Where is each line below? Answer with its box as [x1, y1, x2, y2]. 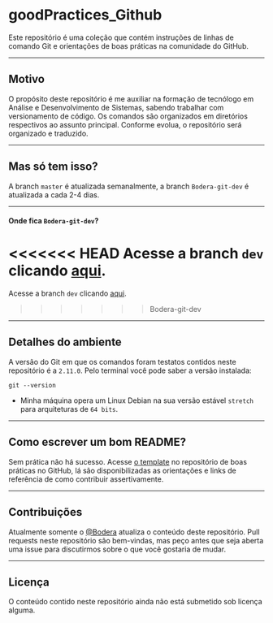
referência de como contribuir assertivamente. [8, 474, 164, 484]
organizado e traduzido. [8, 128, 89, 138]
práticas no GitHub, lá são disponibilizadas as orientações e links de [8, 465, 237, 475]
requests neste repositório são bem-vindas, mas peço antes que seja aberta [8, 535, 264, 545]
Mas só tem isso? [8, 160, 99, 174]
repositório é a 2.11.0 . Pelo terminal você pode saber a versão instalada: [8, 366, 252, 375]
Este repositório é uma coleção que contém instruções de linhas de [8, 32, 234, 42]
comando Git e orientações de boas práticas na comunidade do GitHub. [8, 41, 249, 50]
